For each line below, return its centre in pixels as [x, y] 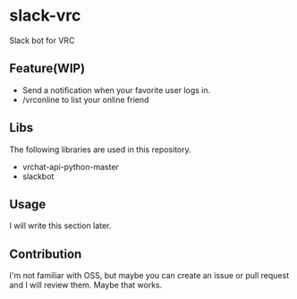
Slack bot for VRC [42, 40]
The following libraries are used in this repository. [100, 149]
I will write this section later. [60, 226]
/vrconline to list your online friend [85, 99]
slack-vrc [45, 16]
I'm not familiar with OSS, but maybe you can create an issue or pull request [149, 276]
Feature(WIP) [47, 68]
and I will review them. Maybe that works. [86, 285]
